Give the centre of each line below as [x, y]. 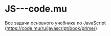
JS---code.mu [36, 9]
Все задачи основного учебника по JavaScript [55, 23]
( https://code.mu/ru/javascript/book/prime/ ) [51, 28]
